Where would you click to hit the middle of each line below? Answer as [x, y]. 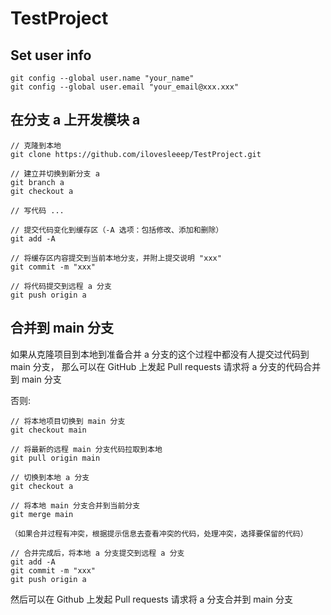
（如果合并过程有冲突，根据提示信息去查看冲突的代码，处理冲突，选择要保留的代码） [159, 533]
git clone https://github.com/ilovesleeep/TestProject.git [136, 154]
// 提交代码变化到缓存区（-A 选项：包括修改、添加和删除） [117, 230]
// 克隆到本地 [36, 145]
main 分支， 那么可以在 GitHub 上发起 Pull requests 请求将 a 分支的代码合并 [166, 366]
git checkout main [48, 430]
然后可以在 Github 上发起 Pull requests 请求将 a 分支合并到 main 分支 [152, 599]
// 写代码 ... [37, 210]
